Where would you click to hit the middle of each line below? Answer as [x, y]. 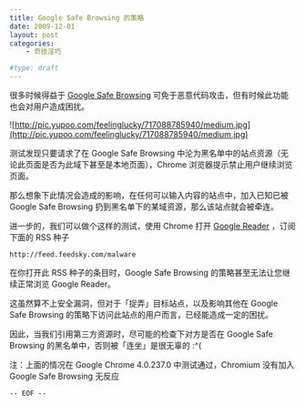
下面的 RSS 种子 [40, 237]
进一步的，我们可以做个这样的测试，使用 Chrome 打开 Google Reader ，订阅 [152, 226]
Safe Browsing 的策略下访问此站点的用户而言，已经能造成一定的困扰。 [142, 314]
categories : [32, 43]
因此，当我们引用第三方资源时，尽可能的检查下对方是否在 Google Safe [142, 334]
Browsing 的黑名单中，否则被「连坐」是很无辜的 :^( [106, 345]
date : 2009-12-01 [42, 26]
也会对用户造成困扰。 [49, 106]
